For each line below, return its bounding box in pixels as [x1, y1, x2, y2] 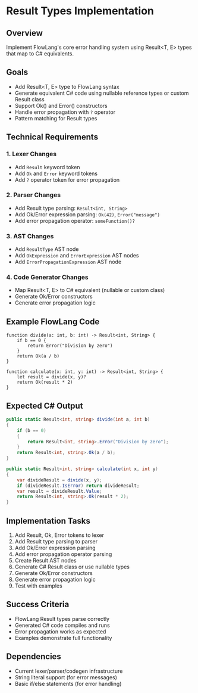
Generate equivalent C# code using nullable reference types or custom [14, 89, 189, 97]
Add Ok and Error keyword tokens [14, 170, 98, 177]
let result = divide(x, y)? [17, 374, 86, 380]
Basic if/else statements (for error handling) [14, 680, 122, 687]
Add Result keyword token [14, 163, 80, 170]
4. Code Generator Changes [6, 273, 89, 281]
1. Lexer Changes [6, 150, 57, 159]
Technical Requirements [6, 132, 99, 142]
